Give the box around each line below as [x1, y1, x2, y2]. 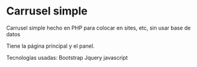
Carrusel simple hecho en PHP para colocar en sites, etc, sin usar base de [6, 24, 191, 31]
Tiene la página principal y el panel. [6, 42, 95, 49]
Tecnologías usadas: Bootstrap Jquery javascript [6, 54, 128, 61]
